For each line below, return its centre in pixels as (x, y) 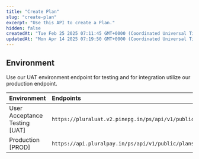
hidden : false (24, 28)
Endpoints (66, 98)
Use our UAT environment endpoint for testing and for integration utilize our (98, 77)
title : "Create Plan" (33, 12)
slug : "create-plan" (32, 17)
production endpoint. (32, 83)
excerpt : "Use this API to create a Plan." (61, 22)
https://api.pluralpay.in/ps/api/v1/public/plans (123, 143)
